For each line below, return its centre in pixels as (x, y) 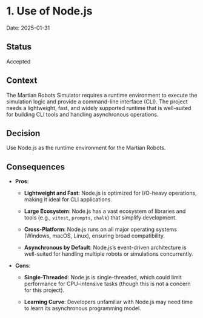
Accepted (18, 61)
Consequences (36, 167)
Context (22, 81)
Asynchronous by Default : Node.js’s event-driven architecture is (105, 248)
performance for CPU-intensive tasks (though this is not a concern (107, 284)
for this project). (44, 290)
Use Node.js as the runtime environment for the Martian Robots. (86, 148)
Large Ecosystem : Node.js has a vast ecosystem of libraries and (105, 211)
